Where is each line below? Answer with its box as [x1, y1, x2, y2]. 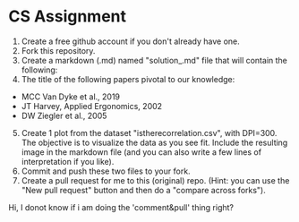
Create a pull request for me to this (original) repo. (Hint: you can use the [21, 175, 290, 185]
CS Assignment [8, 6, 127, 27]
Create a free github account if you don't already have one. [21, 36, 241, 47]
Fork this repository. [21, 45, 96, 55]
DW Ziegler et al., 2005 [21, 110, 107, 121]
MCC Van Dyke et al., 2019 [21, 91, 121, 102]
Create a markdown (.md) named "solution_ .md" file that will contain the [21, 55, 288, 65]
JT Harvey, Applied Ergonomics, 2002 [21, 100, 163, 111]
